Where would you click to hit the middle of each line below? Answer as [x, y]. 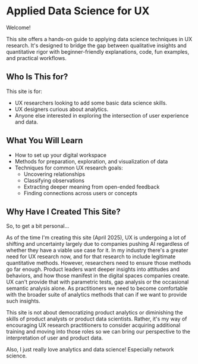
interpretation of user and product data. [55, 338]
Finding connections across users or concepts [81, 193]
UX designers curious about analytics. [62, 109]
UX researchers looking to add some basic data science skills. [91, 103]
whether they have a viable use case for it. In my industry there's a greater [97, 250]
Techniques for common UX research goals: [69, 168]
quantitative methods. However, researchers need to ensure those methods [99, 263]
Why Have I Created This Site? [63, 212]
